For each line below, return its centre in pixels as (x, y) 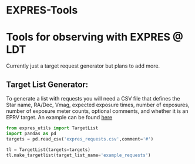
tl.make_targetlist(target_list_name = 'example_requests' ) (78, 155)
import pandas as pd (31, 133)
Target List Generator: (47, 84)
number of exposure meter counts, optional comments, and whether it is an (97, 111)
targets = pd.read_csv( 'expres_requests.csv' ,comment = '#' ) (80, 139)
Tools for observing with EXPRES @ (95, 37)
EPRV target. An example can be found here (59, 117)
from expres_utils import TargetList (52, 128)
